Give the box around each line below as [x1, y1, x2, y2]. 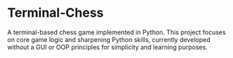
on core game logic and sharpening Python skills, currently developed [7, 35, 210, 43]
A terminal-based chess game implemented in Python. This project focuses [7, 28, 227, 36]
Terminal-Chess [7, 5, 104, 21]
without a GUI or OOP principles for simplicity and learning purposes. [7, 43, 208, 51]
